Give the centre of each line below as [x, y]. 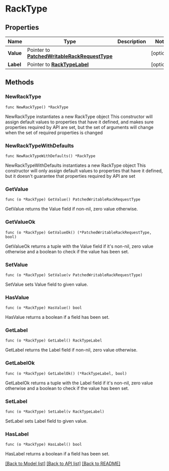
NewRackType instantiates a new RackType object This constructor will [79, 116]
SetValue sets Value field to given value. [47, 284]
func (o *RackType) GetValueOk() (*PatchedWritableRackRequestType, [78, 232]
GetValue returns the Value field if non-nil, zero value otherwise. [72, 209]
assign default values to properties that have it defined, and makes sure [79, 122]
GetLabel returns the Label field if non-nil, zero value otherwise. [71, 350]
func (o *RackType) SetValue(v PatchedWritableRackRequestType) [74, 275]
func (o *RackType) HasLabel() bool [44, 445]
